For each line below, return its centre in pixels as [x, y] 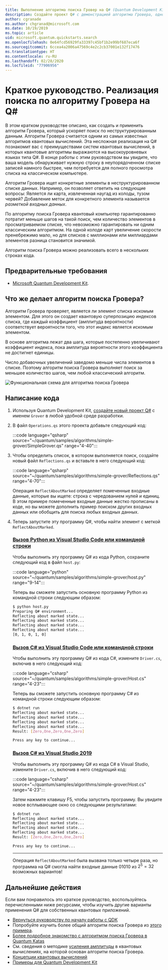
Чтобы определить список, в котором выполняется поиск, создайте [85, 455]
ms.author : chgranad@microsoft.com [42, 24]
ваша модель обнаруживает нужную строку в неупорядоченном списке [83, 162]
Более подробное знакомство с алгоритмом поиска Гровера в [80, 936]
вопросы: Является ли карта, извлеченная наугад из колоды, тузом [77, 193]
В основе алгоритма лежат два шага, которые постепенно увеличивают [82, 342]
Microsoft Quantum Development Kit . [50, 283]
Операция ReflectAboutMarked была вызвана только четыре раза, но [85, 860]
